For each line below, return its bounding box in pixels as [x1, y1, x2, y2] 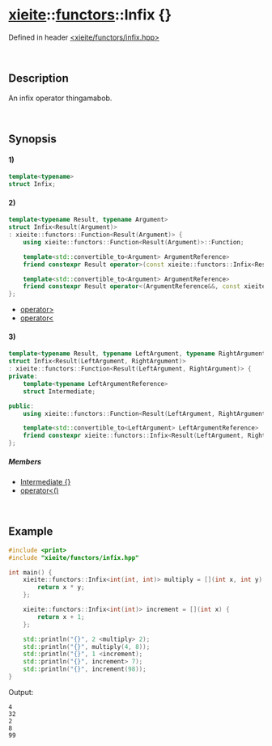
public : [8, 402, 35, 410]
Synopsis [8, 132, 57, 146]
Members [8, 456, 42, 466]
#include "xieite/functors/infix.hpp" [8, 553, 139, 562]
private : [8, 372, 38, 380]
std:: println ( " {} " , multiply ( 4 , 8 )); [23, 642, 151, 651]
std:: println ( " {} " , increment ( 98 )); [23, 665, 147, 673]
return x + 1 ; [37, 612, 85, 621]
